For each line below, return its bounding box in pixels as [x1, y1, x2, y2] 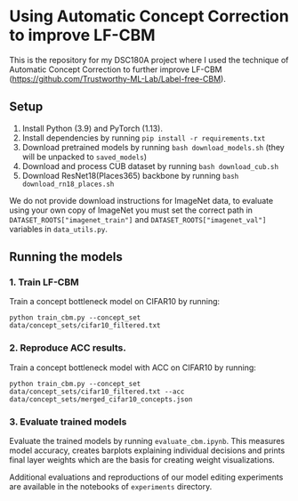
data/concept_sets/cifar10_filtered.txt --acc [9, 387, 185, 396]
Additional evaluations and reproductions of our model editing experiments [9, 472, 284, 482]
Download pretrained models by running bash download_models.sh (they [21, 141, 285, 152]
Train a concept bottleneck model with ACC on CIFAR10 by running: [9, 362, 256, 373]
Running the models [9, 249, 123, 264]
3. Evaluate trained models [9, 416, 127, 428]
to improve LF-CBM [9, 25, 156, 45]
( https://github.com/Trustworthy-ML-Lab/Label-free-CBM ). [9, 73, 227, 84]
